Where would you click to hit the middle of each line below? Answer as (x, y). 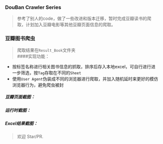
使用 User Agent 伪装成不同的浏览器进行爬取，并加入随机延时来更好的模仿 (85, 79)
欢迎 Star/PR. (30, 137)
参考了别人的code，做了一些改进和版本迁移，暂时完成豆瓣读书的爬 (84, 19)
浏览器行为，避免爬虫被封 (38, 85)
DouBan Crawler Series (33, 7)
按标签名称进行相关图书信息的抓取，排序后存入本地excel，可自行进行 (81, 66)
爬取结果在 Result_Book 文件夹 (46, 50)
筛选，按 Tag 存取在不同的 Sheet (51, 73)
